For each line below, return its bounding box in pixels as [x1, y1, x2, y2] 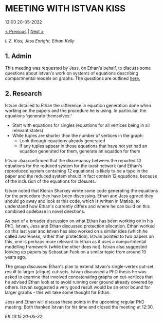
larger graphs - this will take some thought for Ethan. [5, 289, 111, 295]
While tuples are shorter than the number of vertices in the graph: [12, 133, 144, 138]
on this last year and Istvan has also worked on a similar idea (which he [5, 228, 148, 234]
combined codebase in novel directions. [5, 208, 86, 214]
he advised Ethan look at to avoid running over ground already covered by [5, 279, 154, 285]
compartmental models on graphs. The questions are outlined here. [5, 75, 140, 81]
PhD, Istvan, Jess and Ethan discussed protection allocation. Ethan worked [5, 223, 155, 229]
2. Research [5, 90, 42, 98]
